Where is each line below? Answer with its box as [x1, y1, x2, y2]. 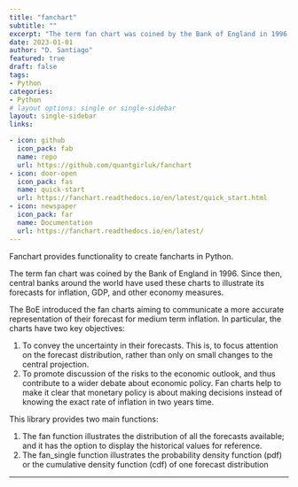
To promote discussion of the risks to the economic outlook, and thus [21, 368, 277, 379]
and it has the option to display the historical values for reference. [21, 440, 263, 451]
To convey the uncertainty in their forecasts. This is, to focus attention [21, 340, 278, 351]
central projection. [21, 359, 90, 369]
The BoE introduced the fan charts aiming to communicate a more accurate [9, 304, 285, 314]
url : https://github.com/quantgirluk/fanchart [17, 160, 192, 169]
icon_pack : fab [17, 144, 74, 153]
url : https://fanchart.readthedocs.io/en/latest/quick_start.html [17, 194, 268, 203]
